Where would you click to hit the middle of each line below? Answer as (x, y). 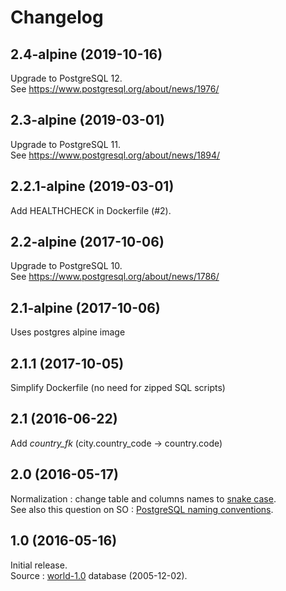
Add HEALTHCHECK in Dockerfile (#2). (91, 210)
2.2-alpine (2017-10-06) (87, 242)
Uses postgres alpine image (68, 332)
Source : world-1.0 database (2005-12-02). (99, 575)
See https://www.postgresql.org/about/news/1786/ (115, 277)
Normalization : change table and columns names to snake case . (143, 498)
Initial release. (39, 565)
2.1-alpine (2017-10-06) (85, 307)
